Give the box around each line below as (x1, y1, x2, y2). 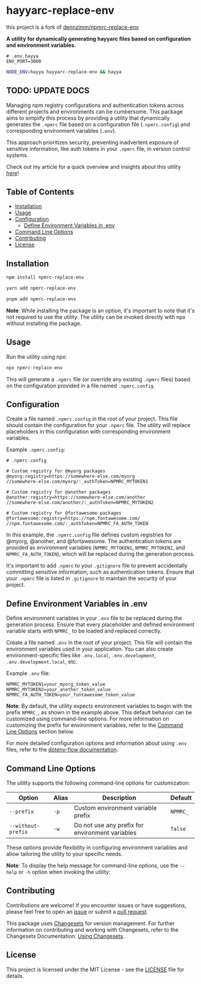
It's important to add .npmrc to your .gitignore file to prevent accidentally (6, 562, 188, 569)
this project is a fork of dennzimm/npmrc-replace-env (6, 23, 139, 31)
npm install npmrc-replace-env (6, 275, 84, 281)
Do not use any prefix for (74, 821, 144, 829)
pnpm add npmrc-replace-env (6, 296, 77, 302)
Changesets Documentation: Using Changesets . (6, 932, 125, 940)
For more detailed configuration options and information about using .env (6, 740, 187, 747)
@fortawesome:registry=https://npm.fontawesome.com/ (6, 515, 141, 521)
